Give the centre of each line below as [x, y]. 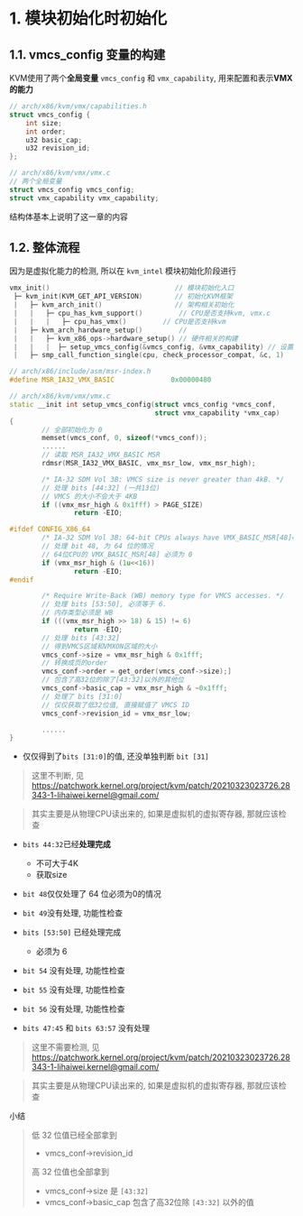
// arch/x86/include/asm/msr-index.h [80, 372]
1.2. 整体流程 [45, 248]
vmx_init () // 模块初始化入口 [122, 288]
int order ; [46, 132]
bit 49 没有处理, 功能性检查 [73, 913]
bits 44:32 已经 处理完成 [66, 844]
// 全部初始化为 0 [72, 429]
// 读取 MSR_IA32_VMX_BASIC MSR [101, 455]
